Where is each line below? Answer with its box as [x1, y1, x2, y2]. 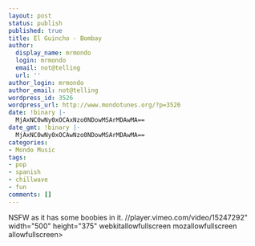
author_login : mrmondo [8, 79, 84, 87]
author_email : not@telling [8, 86, 99, 95]
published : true [8, 26, 63, 34]
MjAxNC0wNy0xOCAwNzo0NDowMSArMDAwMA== [15, 131, 146, 139]
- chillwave [8, 175, 48, 184]
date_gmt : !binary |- [8, 123, 81, 131]
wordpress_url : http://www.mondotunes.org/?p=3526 [8, 101, 181, 109]
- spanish [8, 168, 42, 176]
